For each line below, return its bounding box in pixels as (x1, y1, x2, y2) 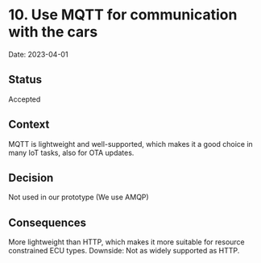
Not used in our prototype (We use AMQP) (8, 192, 149, 202)
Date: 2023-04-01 (8, 49, 68, 59)
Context (8, 118, 50, 131)
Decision (8, 171, 54, 185)
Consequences (8, 215, 87, 229)
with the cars (8, 23, 98, 41)
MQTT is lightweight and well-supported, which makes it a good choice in (8, 139, 254, 148)
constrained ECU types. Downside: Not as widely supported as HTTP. (8, 246, 240, 256)
